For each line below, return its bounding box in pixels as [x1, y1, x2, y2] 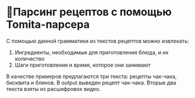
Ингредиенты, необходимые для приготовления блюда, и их [14, 48, 169, 55]
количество [14, 55, 45, 62]
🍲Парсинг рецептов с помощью [6, 5, 172, 19]
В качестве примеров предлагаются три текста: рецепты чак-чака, [6, 73, 177, 80]
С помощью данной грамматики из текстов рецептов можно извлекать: [6, 37, 190, 44]
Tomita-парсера [6, 18, 90, 31]
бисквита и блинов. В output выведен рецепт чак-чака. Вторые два [6, 79, 177, 86]
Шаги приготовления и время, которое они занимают [14, 61, 151, 68]
